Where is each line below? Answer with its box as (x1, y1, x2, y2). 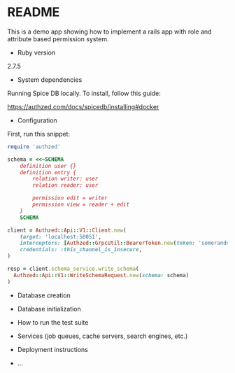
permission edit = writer (32, 195, 108, 202)
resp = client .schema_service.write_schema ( (7, 265, 139, 273)
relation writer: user (32, 176, 99, 183)
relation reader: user (32, 182, 99, 189)
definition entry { (20, 169, 77, 176)
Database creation (17, 291, 71, 300)
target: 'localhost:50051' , (20, 233, 101, 240)
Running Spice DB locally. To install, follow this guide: (7, 89, 161, 97)
